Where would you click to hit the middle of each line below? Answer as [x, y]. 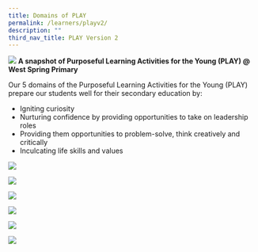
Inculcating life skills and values [72, 151]
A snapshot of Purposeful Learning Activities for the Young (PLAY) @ [134, 61]
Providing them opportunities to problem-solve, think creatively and [130, 134]
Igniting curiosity [47, 109]
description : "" [35, 30]
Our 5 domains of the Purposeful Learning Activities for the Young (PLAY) [128, 85]
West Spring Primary [43, 70]
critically [34, 143]
